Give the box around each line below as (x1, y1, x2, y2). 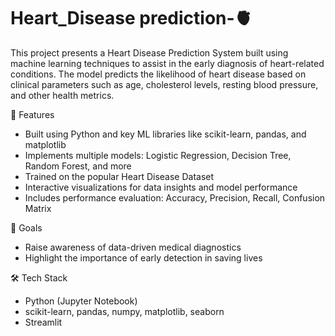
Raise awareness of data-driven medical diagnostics (24, 241, 242, 253)
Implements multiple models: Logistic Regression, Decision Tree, (24, 149, 292, 161)
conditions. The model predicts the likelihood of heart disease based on (10, 68, 307, 80)
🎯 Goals (10, 221, 43, 234)
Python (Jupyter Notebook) (24, 295, 138, 307)
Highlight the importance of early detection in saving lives (24, 251, 263, 264)
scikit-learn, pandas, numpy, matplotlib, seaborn (24, 305, 225, 317)
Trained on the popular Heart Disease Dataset (24, 170, 215, 182)
